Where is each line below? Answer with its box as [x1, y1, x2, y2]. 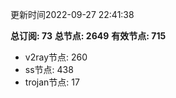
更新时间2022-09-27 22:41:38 [10, 9, 135, 20]
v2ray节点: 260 [24, 51, 88, 63]
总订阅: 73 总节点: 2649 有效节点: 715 [10, 30, 167, 42]
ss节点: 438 [24, 64, 74, 75]
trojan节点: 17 [24, 76, 80, 88]
